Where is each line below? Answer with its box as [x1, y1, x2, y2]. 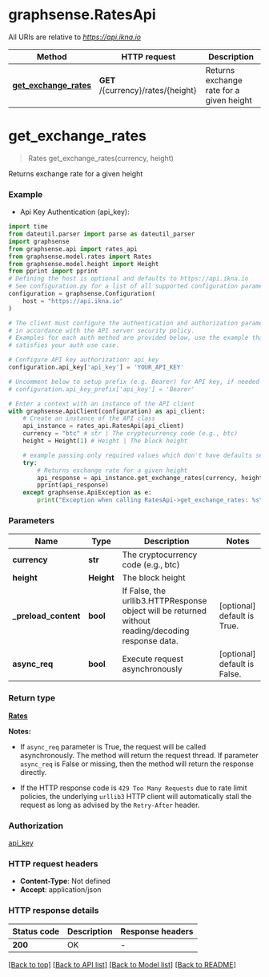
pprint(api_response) [37, 481, 110, 490]
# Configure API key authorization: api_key [8, 356, 159, 364]
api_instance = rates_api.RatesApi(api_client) [22, 422, 184, 430]
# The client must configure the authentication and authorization [8, 319, 239, 327]
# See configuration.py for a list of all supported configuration [8, 282, 239, 290]
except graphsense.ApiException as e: [22, 489, 152, 497]
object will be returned [122, 605, 207, 616]
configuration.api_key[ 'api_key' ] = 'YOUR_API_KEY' [8, 363, 184, 372]
